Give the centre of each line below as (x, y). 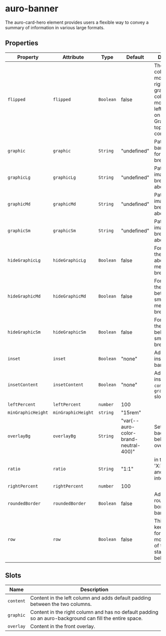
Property (28, 57)
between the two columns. (61, 604)
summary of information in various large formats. (55, 27)
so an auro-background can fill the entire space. (86, 618)
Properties (22, 43)
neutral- (131, 445)
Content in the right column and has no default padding (94, 612)
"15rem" (131, 412)
